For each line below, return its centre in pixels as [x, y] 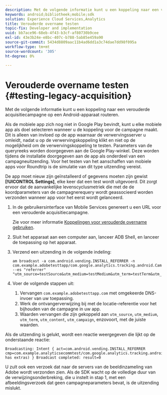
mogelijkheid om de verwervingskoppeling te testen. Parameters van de [79, 145]
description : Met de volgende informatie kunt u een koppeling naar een [82, 10]
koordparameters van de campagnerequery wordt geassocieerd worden [79, 192]
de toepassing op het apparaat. [44, 243]
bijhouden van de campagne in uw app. [60, 309]
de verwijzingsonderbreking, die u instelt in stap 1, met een [65, 378]
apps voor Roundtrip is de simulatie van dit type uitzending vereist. [74, 167]
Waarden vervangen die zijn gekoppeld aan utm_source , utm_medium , [89, 314]
